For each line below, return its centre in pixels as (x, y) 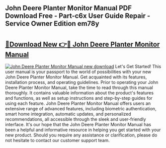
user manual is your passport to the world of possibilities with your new (78, 72)
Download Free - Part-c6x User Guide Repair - (78, 16)
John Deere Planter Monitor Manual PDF (69, 8)
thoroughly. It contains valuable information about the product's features (80, 93)
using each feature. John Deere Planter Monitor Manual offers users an (78, 103)
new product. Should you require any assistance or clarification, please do (81, 135)
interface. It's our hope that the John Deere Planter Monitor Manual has (78, 124)
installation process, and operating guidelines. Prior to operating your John (82, 82)
